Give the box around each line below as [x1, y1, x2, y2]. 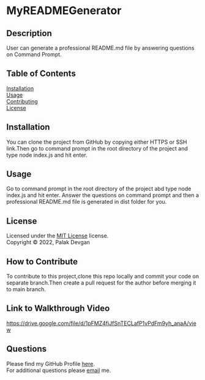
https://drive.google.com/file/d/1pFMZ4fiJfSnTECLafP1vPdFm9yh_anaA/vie [6, 319, 197, 327]
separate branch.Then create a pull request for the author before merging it [6, 279, 196, 286]
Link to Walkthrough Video [6, 304, 110, 314]
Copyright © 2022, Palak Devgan [6, 239, 91, 246]
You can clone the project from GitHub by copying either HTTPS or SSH [6, 138, 187, 146]
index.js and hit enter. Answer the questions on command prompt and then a [6, 192, 199, 199]
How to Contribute [6, 256, 78, 267]
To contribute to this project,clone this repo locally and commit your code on [6, 273, 199, 280]
